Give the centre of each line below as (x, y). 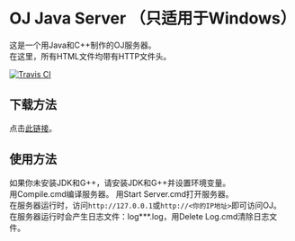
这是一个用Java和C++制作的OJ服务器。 (83, 45)
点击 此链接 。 (33, 128)
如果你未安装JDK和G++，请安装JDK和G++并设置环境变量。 (120, 183)
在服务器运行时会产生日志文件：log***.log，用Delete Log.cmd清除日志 (139, 216)
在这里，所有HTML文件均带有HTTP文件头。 (90, 56)
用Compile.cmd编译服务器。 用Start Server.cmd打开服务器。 (121, 193)
